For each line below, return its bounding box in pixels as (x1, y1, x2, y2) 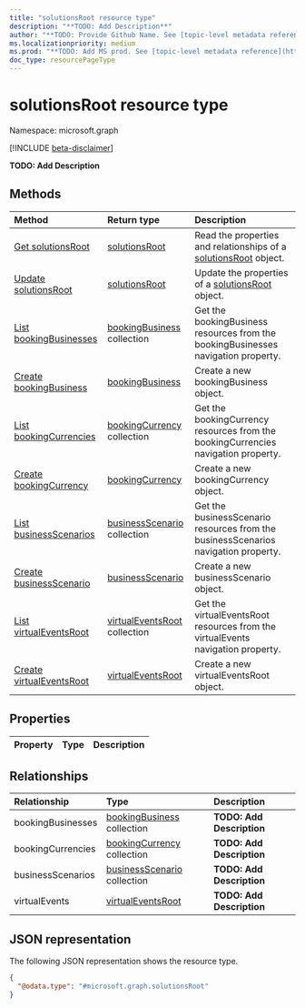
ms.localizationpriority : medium (9, 38, 136, 48)
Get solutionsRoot (14, 240, 91, 253)
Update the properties (194, 266, 289, 278)
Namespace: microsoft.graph (9, 125, 119, 136)
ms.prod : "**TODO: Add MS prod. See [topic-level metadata (9, 47, 238, 56)
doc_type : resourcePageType (9, 55, 116, 65)
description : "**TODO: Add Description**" (9, 22, 172, 31)
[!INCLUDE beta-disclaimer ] (9, 142, 113, 153)
